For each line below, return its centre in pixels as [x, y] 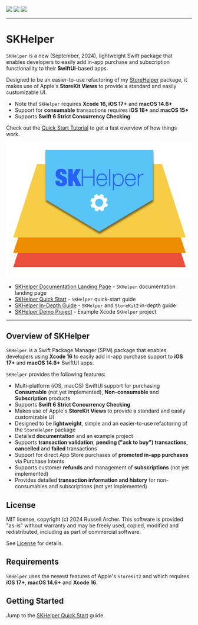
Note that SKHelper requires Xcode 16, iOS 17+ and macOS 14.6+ [93, 104]
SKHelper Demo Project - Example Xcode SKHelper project [85, 312]
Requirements [32, 562]
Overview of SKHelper [48, 336]
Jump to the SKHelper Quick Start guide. [55, 615]
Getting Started [35, 601]
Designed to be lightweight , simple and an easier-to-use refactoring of [101, 424]
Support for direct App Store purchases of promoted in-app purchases [101, 455]
